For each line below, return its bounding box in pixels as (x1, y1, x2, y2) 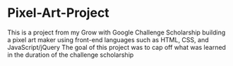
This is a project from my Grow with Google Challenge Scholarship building (7, 28, 226, 37)
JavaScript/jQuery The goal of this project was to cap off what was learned (7, 43, 226, 51)
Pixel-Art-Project (7, 5, 109, 21)
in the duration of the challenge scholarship (7, 51, 134, 59)
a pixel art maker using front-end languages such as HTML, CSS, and (7, 35, 209, 44)
